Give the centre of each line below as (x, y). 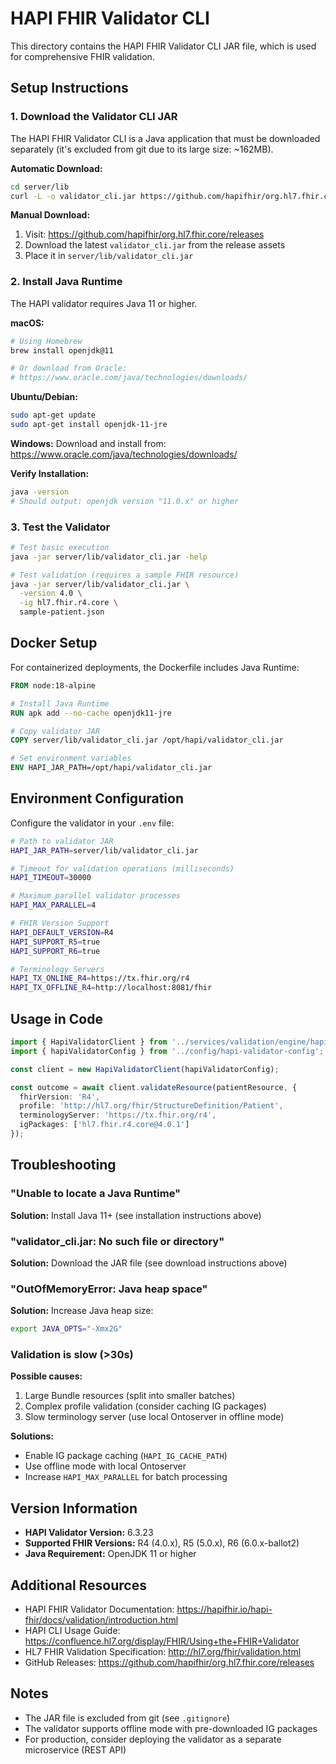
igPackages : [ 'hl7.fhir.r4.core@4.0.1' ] (104, 1125)
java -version (40, 492)
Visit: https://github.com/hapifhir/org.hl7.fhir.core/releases (144, 234)
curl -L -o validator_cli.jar (73, 196)
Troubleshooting (63, 1165)
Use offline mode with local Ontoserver (105, 1466)
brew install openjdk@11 (62, 350)
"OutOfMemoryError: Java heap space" (109, 1289)
